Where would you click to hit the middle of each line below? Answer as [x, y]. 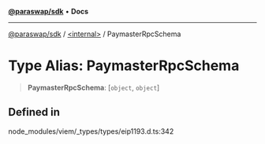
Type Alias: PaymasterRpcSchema [124, 66]
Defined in [34, 112]
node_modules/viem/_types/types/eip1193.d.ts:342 [91, 131]
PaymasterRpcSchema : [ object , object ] [93, 87]
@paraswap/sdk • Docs [49, 11]
